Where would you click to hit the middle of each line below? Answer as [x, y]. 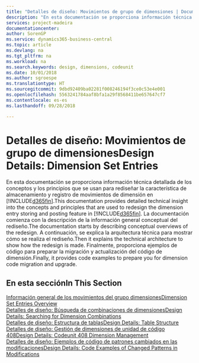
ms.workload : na [26, 61]
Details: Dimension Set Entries [82, 166]
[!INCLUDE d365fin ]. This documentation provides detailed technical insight [97, 201]
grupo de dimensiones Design [80, 153]
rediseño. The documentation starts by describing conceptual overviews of [97, 226]
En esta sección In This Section [64, 283]
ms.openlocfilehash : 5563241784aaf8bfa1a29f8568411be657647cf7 [86, 95]
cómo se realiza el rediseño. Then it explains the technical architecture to [95, 239]
